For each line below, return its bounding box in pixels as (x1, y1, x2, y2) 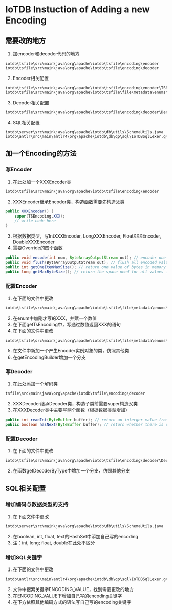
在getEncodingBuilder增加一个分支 (12, 354, 86, 360)
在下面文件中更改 (12, 514, 49, 520)
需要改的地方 (5, 36, 46, 45)
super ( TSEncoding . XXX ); (14, 213, 66, 219)
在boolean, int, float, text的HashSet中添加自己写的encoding (12, 534, 138, 540)
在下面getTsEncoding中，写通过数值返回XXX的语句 (12, 321, 121, 327)
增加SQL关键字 (5, 554, 42, 561)
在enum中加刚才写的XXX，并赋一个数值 (12, 314, 97, 321)
